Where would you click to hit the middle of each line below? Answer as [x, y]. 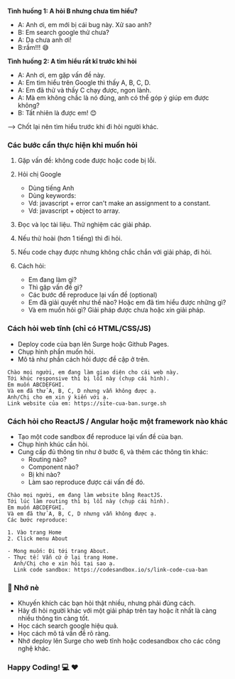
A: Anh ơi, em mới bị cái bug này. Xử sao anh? [84, 25]
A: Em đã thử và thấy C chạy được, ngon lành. [84, 90]
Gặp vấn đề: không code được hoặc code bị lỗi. [87, 161]
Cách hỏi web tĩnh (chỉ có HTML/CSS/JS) [79, 329]
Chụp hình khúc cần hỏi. [53, 444]
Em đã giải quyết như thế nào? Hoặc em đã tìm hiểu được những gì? [127, 302]
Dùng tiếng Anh [51, 188]
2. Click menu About [38, 538]
